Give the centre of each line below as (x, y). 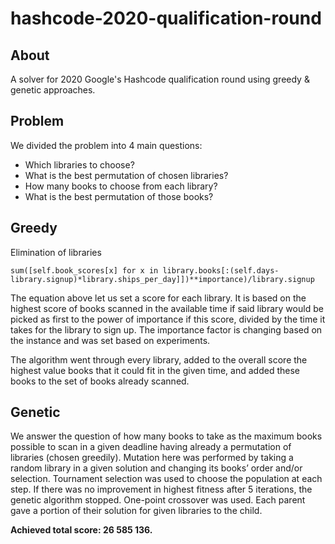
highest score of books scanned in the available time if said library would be (167, 308)
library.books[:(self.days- (221, 270)
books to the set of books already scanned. (100, 381)
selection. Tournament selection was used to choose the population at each (166, 479)
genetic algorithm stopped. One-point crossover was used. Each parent (158, 500)
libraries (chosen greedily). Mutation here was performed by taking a (152, 458)
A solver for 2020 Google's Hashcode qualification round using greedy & (160, 79)
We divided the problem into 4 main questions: (106, 145)
